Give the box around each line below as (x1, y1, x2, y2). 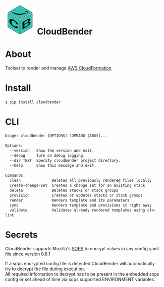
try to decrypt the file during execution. (5, 266, 85, 272)
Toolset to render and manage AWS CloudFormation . (5, 65, 113, 71)
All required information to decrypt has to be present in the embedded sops (5, 271, 160, 277)
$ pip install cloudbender (5, 100, 61, 105)
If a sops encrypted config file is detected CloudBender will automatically (5, 260, 155, 266)
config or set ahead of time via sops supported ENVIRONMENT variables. (5, 276, 155, 282)
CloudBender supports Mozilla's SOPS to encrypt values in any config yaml (5, 245, 159, 251)
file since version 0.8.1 (5, 251, 51, 257)
